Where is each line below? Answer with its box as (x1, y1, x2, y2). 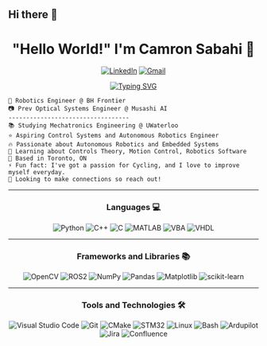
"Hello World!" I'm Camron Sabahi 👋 (11, 40, 256, 58)
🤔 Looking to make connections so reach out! (8, 176, 161, 184)
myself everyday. (8, 169, 66, 177)
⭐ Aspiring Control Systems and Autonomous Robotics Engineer (8, 132, 219, 140)
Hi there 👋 (8, 8, 58, 21)
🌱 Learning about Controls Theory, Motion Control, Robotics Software (8, 148, 247, 156)
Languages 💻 (106, 202, 161, 213)
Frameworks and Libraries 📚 (76, 251, 191, 262)
